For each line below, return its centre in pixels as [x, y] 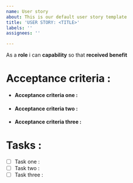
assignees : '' [23, 33]
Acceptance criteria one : [46, 95]
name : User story [27, 11]
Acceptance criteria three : [48, 122]
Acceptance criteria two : [46, 108]
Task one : [27, 162]
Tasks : [24, 145]
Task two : [27, 168]
